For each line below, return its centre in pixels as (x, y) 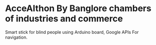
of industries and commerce (64, 19)
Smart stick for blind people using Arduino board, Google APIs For (72, 32)
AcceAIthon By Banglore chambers (78, 8)
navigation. (16, 37)
